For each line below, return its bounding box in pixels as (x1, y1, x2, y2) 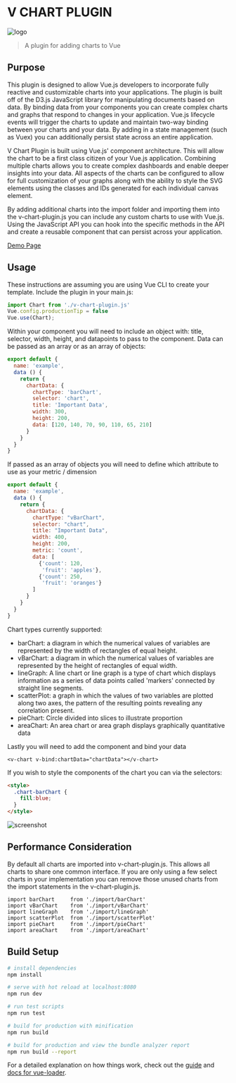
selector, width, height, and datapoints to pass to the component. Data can (7, 335, 223, 343)
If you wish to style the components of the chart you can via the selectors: (7, 768, 223, 776)
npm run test (7, 1010, 46, 1017)
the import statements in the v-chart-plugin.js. (7, 882, 140, 891)
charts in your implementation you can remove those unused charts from (7, 874, 218, 883)
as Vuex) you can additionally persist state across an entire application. (7, 132, 214, 141)
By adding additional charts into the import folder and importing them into (7, 205, 220, 213)
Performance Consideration (7, 841, 132, 853)
